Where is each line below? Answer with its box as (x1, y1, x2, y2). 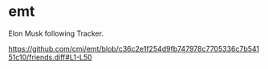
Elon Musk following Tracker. (8, 29, 104, 38)
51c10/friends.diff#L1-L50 (8, 52, 92, 62)
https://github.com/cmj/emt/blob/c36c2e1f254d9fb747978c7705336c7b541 (8, 44, 260, 53)
